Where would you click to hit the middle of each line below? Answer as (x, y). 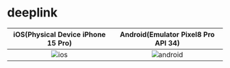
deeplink (33, 13)
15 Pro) (59, 43)
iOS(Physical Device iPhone (60, 34)
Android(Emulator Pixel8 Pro (167, 34)
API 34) (167, 43)
